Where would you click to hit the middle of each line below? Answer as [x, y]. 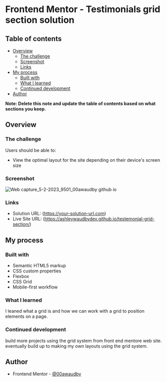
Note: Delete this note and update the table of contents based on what [80, 104]
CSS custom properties [37, 271]
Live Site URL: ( [29, 219]
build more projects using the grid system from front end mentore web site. [83, 341]
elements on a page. [27, 316]
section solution [40, 20]
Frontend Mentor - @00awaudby [47, 374]
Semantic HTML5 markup [39, 265]
